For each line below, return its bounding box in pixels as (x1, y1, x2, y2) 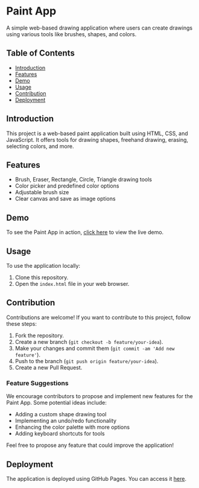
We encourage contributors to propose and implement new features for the (6, 393, 193, 400)
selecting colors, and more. (6, 142, 74, 150)
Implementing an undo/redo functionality (14, 417, 116, 425)
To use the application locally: (6, 262, 80, 269)
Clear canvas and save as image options (14, 195, 116, 203)
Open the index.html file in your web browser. (14, 280, 130, 287)
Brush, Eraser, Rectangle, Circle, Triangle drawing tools (14, 176, 153, 183)
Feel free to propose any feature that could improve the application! (6, 442, 174, 449)
